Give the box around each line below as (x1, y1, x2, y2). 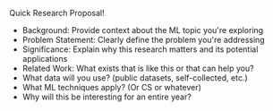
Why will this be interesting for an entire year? (21, 91, 192, 102)
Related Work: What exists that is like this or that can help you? (21, 63, 254, 73)
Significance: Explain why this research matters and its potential (21, 44, 259, 55)
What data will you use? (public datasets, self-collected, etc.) (21, 73, 248, 83)
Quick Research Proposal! (9, 8, 105, 18)
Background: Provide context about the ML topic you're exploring (21, 25, 264, 35)
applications (21, 54, 68, 64)
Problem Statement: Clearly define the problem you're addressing (21, 35, 266, 45)
